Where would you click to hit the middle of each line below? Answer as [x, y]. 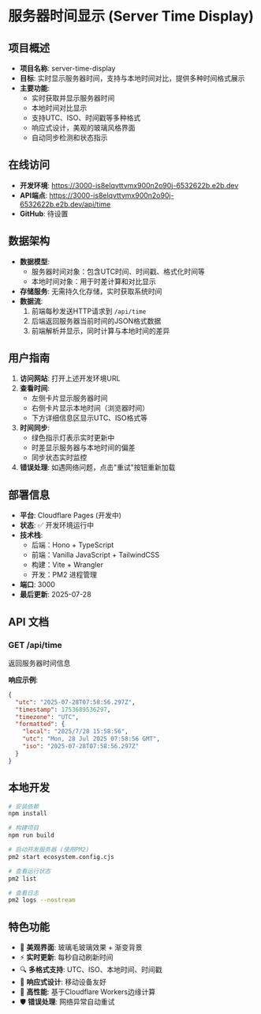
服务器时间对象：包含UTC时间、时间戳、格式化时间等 [118, 271]
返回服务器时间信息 [39, 663]
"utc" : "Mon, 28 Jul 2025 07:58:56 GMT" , [91, 739]
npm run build [32, 835]
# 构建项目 [24, 828]
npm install [28, 814]
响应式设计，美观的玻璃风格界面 [83, 128]
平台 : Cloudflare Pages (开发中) [71, 516]
